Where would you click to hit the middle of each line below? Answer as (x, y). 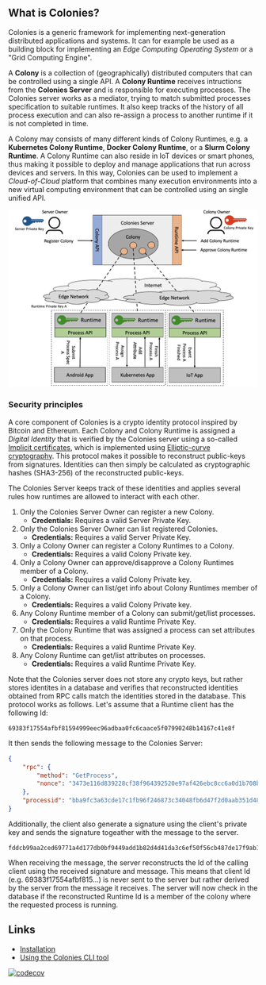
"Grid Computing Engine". (50, 57)
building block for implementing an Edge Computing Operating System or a (131, 49)
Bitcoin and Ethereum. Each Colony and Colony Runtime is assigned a (122, 430)
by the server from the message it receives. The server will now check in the (133, 887)
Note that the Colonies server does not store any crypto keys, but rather (125, 679)
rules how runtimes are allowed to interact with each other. (104, 496)
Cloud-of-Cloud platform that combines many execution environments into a (133, 181)
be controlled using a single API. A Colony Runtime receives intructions (125, 81)
